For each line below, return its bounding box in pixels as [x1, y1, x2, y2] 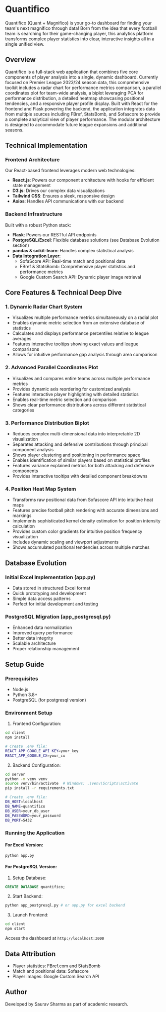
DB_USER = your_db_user [5, 809, 50, 813]
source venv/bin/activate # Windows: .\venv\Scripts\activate [5, 781, 139, 786]
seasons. [5, 127, 24, 133]
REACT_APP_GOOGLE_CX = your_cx [5, 753, 65, 758]
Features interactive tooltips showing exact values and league [12, 341, 139, 347]
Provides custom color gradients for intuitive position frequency [12, 528, 143, 534]
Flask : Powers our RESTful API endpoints [12, 231, 97, 237]
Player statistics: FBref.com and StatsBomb [12, 963, 101, 969]
